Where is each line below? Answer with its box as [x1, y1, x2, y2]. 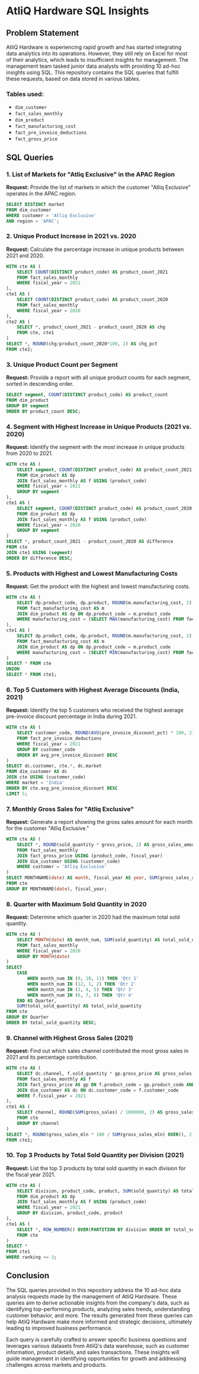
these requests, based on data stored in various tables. [6, 76, 141, 82]
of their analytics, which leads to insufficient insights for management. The [6, 56, 188, 63]
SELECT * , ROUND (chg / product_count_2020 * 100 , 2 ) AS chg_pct [6, 341, 158, 347]
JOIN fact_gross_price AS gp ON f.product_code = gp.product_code [17, 1081, 184, 1087]
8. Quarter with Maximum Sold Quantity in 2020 [6, 900, 147, 908]
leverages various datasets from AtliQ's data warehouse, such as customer [6, 1342, 190, 1349]
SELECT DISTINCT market [6, 201, 65, 207]
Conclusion [6, 1271, 50, 1281]
